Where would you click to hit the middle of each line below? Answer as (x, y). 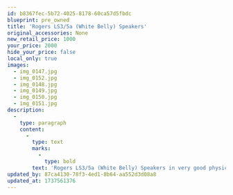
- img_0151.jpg (35, 104)
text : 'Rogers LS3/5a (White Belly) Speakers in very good (119, 168)
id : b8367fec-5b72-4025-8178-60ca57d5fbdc (69, 13)
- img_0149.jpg (35, 91)
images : (18, 65)
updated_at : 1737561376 (42, 180)
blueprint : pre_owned (38, 20)
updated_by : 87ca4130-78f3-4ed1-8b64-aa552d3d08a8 (82, 174)
